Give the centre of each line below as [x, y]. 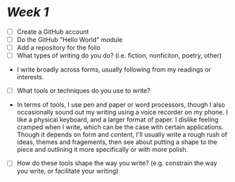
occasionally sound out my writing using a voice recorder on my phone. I [122, 112]
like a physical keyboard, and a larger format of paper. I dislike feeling [118, 119]
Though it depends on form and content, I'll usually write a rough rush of [122, 135]
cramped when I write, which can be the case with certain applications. [120, 127]
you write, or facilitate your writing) [68, 171]
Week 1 [28, 12]
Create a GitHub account [53, 32]
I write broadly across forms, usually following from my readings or [114, 70]
